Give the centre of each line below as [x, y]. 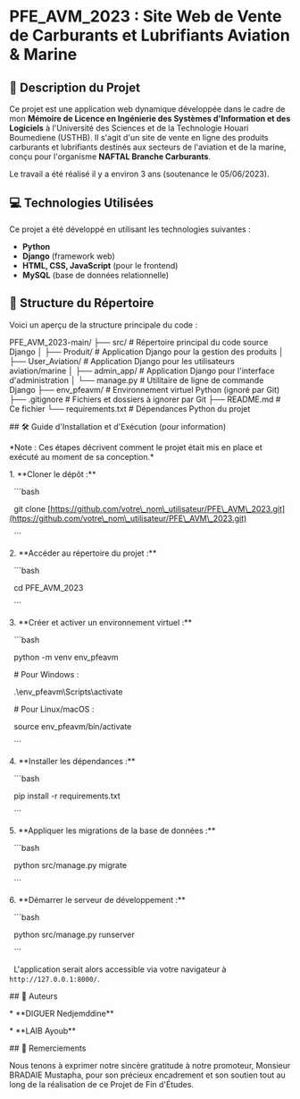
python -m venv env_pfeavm [66, 657]
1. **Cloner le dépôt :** [53, 474]
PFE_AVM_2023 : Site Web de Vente [146, 17]
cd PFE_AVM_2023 [48, 587]
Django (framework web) [69, 256]
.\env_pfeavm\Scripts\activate [68, 692]
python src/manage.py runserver [74, 934]
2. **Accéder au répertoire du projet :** [83, 553]
